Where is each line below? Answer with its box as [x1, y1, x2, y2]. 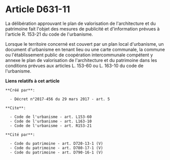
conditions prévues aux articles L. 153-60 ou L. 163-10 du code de [5, 62, 144, 69]
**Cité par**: [5, 132, 36, 137]
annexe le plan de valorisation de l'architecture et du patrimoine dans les [5, 57, 157, 63]
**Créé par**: [5, 87, 36, 92]
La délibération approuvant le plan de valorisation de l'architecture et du [5, 20, 156, 26]
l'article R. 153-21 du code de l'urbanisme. [5, 31, 93, 37]
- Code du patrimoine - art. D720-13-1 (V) [10, 141, 103, 146]
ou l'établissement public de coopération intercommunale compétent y [5, 52, 153, 58]
